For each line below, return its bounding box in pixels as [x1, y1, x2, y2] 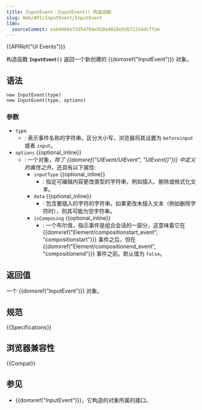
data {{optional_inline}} [33, 193, 92, 200]
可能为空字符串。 [72, 207, 116, 215]
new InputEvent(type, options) [6, 98, 86, 104]
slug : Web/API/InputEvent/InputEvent [6, 15, 103, 21]
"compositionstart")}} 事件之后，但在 [42, 236, 137, 243]
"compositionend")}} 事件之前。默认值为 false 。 [42, 250, 165, 258]
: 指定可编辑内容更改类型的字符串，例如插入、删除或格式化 [42, 178, 191, 185]
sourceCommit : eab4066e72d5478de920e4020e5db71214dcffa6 [12, 26, 160, 33]
